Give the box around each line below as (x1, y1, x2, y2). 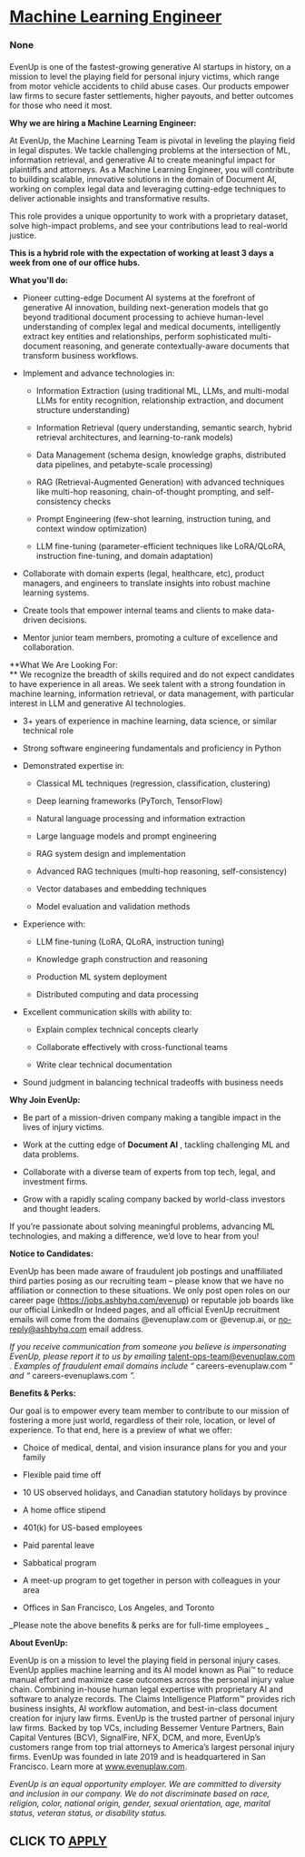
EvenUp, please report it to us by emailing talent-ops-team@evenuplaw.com (9, 1351, 296, 1361)
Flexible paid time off (22, 1469, 102, 1480)
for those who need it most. (9, 100, 113, 111)
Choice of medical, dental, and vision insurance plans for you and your (22, 1441, 288, 1453)
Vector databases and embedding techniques (35, 883, 207, 894)
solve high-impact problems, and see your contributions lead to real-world (9, 220, 288, 231)
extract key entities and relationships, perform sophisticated (22, 330, 248, 341)
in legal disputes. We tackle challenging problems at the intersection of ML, (9, 144, 290, 155)
